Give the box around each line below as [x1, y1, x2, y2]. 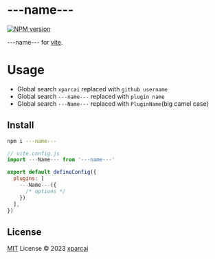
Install [7, 120, 34, 131]
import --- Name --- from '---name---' [7, 157, 115, 164]
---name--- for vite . [7, 38, 63, 46]
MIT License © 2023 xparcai [7, 245, 89, 253]
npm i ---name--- [7, 137, 57, 144]
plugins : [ [13, 175, 45, 182]
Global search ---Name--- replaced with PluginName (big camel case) [16, 99, 210, 108]
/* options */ [25, 188, 67, 194]
